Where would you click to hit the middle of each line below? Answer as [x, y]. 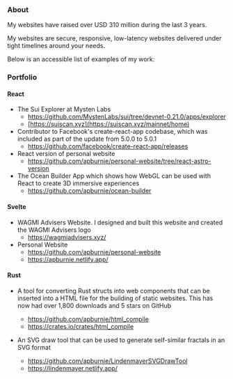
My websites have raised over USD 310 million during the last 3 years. [107, 25]
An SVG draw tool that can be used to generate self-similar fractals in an [121, 340]
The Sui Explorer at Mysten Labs [64, 109]
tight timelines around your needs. [56, 46]
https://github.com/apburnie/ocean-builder [89, 191]
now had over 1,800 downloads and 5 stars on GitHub [94, 305]
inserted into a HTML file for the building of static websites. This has [115, 298]
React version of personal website [66, 154]
